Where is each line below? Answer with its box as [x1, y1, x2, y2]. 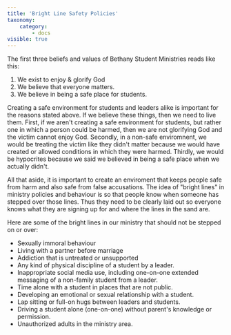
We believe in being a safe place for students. [17, 90, 147, 99]
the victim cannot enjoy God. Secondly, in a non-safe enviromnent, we [7, 133, 207, 142]
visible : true [7, 36, 48, 43]
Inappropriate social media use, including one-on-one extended [17, 269, 199, 277]
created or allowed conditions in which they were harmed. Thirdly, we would [7, 148, 224, 156]
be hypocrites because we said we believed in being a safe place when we [7, 155, 220, 163]
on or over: [7, 226, 39, 234]
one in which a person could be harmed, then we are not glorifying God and [7, 126, 223, 134]
